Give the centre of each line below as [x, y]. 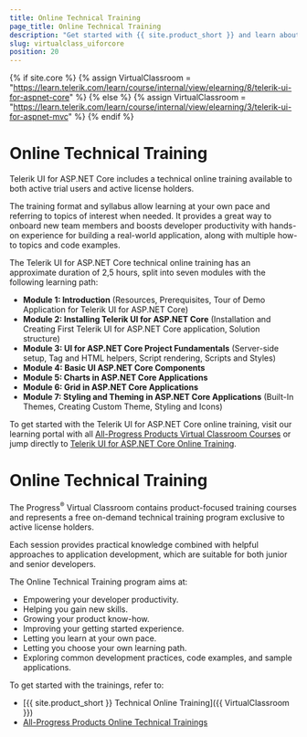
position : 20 [34, 52]
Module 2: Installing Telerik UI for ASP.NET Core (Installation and [147, 320]
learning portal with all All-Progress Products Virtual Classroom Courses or [150, 434]
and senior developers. [53, 563]
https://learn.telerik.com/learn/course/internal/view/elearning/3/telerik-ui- [153, 107]
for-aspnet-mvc [39, 117]
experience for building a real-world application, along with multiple [148, 236]
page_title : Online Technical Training [85, 26]
